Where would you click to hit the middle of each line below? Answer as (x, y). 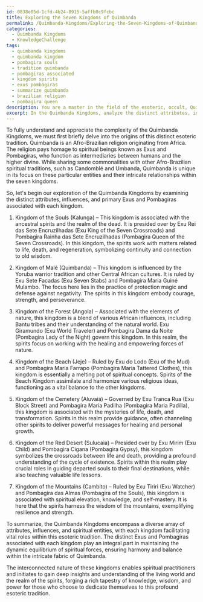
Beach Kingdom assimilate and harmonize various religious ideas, (97, 381)
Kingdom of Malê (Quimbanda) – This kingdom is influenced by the (98, 268)
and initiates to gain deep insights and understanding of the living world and (101, 574)
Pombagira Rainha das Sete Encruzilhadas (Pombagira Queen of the (100, 237)
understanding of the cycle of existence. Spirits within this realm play (101, 462)
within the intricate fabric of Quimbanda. (56, 556)
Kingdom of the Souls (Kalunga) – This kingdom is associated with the (102, 217)
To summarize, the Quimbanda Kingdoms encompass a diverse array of (96, 524)
